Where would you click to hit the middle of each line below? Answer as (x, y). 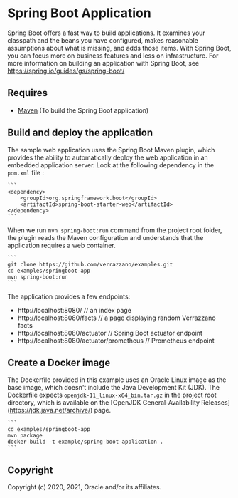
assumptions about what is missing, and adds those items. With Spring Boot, (119, 48)
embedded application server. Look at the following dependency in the (111, 165)
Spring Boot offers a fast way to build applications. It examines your (107, 33)
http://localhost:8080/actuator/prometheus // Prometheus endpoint (116, 341)
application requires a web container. (61, 245)
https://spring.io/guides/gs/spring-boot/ (66, 71)
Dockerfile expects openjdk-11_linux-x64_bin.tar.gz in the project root (112, 395)
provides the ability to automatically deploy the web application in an (108, 157)
